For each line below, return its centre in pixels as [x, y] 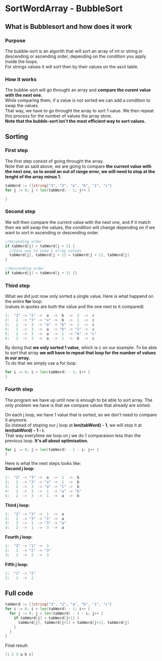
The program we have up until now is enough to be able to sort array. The [79, 400]
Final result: [17, 645]
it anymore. [16, 420]
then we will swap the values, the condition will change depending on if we [80, 227]
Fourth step [19, 389]
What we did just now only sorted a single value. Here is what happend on [79, 296]
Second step [20, 212]
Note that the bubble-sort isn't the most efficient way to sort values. [75, 121]
